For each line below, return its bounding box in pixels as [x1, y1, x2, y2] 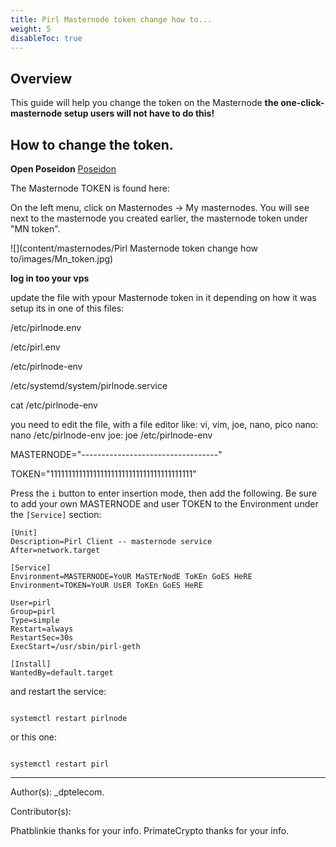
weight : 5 [10, 24, 52, 34]
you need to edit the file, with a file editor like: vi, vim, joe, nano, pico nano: [10, 419, 319, 430]
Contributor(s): [10, 806, 72, 817]
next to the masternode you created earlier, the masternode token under [10, 212, 308, 224]
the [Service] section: [10, 509, 102, 520]
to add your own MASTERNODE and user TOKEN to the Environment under [10, 498, 319, 510]
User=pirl [10, 598, 52, 608]
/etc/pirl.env [10, 341, 61, 353]
